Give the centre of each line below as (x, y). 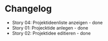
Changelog (28, 9)
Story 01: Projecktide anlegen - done (50, 27)
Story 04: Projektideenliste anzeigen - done (57, 22)
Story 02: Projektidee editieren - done (51, 33)
